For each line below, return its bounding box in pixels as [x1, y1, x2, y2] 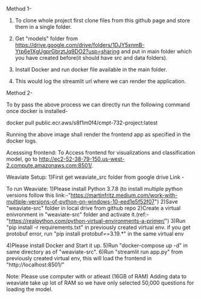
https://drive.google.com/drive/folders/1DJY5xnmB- [14, 42, 145, 48]
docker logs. [6, 137, 37, 144]
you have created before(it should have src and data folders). [14, 54, 168, 61]
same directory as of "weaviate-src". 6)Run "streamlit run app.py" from [6, 248, 183, 256]
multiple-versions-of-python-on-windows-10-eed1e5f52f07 [6, 198, 155, 205]
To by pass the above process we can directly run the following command [6, 101, 190, 108]
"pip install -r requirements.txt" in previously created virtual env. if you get [6, 223, 191, 231]
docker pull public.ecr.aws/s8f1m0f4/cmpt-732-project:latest [6, 119, 158, 126]
